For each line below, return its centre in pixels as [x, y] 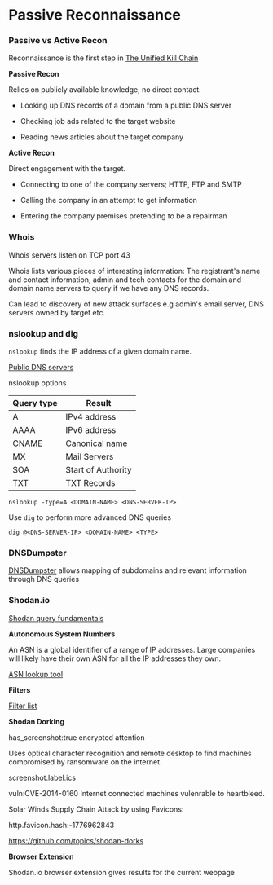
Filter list [23, 706]
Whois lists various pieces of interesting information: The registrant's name [134, 271]
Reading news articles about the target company [102, 137]
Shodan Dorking [37, 721]
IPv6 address [91, 430]
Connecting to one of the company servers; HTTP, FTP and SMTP [131, 184]
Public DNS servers [41, 368]
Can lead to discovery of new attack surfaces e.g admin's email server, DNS [136, 304]
